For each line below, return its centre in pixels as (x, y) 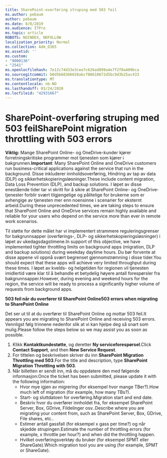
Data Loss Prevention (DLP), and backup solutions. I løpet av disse (74, 184)
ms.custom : (16, 56)
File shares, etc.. (37, 419)
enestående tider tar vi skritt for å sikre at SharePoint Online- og (71, 190)
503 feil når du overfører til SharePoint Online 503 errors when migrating (82, 299)
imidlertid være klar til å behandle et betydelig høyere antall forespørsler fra (83, 273)
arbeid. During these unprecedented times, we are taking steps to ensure (80, 206)
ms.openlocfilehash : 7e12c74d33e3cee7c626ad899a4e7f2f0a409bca (72, 70)
